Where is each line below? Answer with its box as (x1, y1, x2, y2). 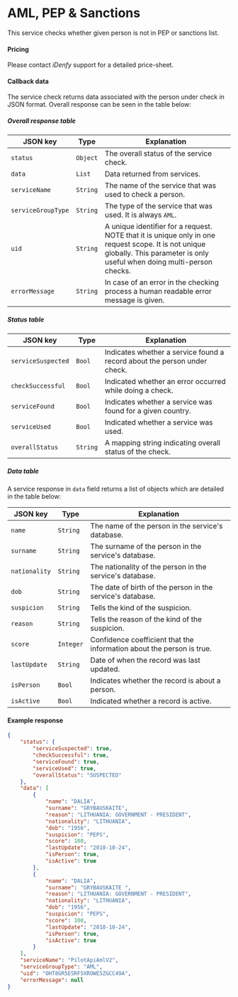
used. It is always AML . (105, 210, 177, 220)
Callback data (7, 77, 50, 85)
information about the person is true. (90, 644, 212, 654)
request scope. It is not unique (105, 240, 206, 250)
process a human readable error (105, 287, 212, 297)
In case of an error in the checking (105, 277, 220, 287)
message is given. (105, 295, 165, 305)
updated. (90, 664, 120, 674)
